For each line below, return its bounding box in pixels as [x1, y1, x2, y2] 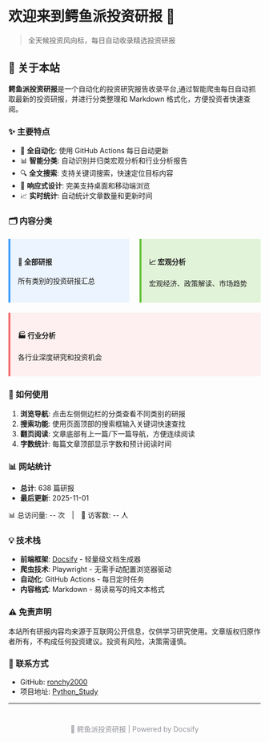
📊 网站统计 [8, 460, 52, 472]
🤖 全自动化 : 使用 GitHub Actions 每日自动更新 [19, 146, 170, 156]
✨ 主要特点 [8, 126, 50, 137]
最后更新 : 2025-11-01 [19, 493, 90, 502]
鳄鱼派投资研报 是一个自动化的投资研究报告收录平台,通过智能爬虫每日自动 [8, 83, 250, 93]
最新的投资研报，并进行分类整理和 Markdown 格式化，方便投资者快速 [14, 94, 244, 103]
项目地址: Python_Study [19, 687, 98, 696]
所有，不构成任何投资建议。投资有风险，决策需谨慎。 [14, 636, 191, 646]
